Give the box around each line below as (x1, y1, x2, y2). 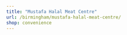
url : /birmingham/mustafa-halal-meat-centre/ (6, 14, 121, 20)
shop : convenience (6, 20, 52, 26)
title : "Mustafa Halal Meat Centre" (6, 8, 97, 15)
